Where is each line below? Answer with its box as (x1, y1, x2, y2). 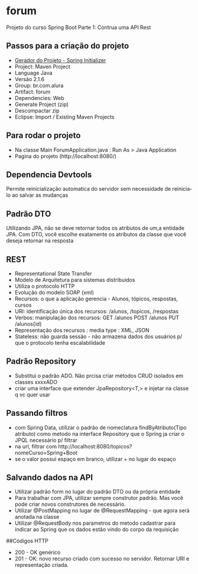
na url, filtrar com (14, 442, 57, 450)
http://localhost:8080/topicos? (58, 442, 132, 450)
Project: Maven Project (14, 63, 71, 70)
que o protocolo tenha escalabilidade (14, 339, 105, 346)
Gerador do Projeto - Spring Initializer (14, 56, 106, 63)
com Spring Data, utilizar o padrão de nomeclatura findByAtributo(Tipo (14, 424, 187, 431)
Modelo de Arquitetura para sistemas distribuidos (14, 277, 135, 283)
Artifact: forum (14, 88, 51, 95)
